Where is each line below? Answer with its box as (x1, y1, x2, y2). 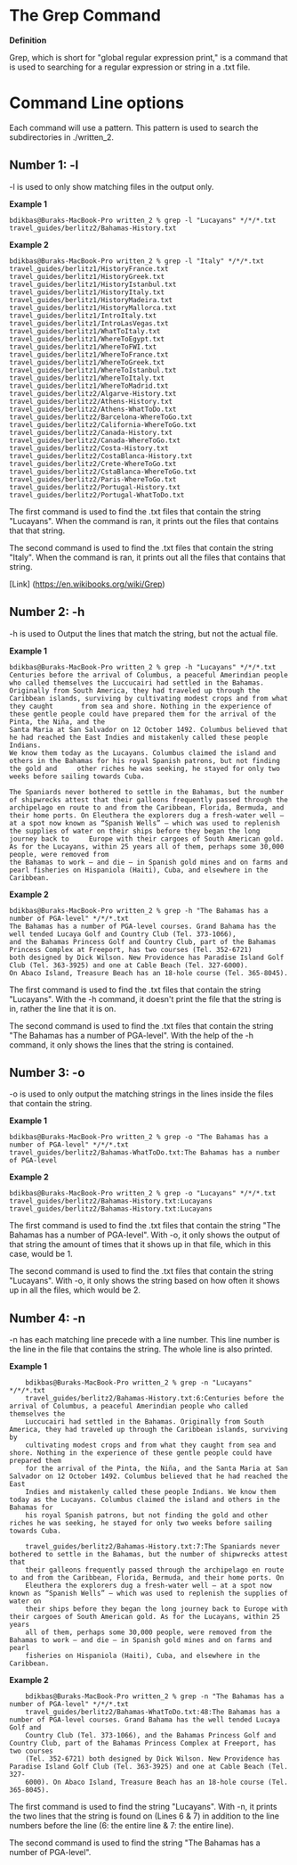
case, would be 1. (9, 1249, 73, 1260)
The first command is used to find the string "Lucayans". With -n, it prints (9, 1802, 277, 1812)
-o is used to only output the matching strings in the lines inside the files (9, 1089, 274, 1099)
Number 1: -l (9, 158, 79, 173)
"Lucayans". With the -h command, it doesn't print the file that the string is (9, 993, 282, 1004)
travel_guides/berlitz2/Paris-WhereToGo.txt (9, 474, 177, 484)
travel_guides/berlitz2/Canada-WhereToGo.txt (9, 436, 181, 445)
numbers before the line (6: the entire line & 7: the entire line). (9, 1820, 234, 1831)
